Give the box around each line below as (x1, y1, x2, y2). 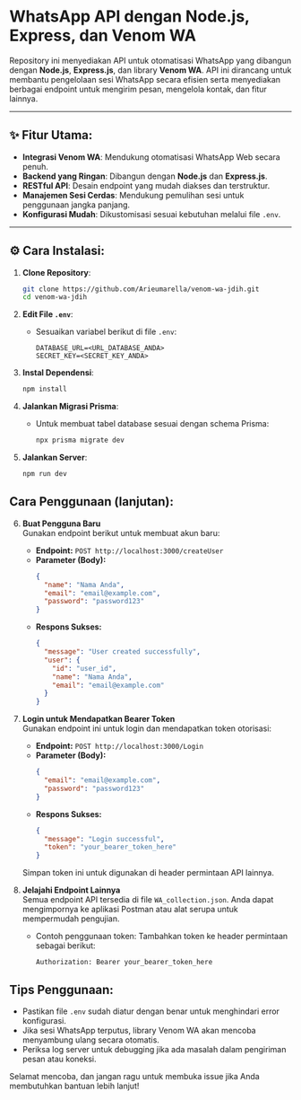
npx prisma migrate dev (35, 436, 125, 445)
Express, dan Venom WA (9, 25, 197, 46)
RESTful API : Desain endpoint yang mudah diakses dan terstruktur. (21, 180, 271, 190)
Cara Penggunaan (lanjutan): (9, 494, 175, 509)
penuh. (21, 161, 49, 172)
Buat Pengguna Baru (21, 518, 101, 529)
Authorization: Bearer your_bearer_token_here (35, 958, 213, 967)
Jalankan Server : (21, 452, 88, 463)
